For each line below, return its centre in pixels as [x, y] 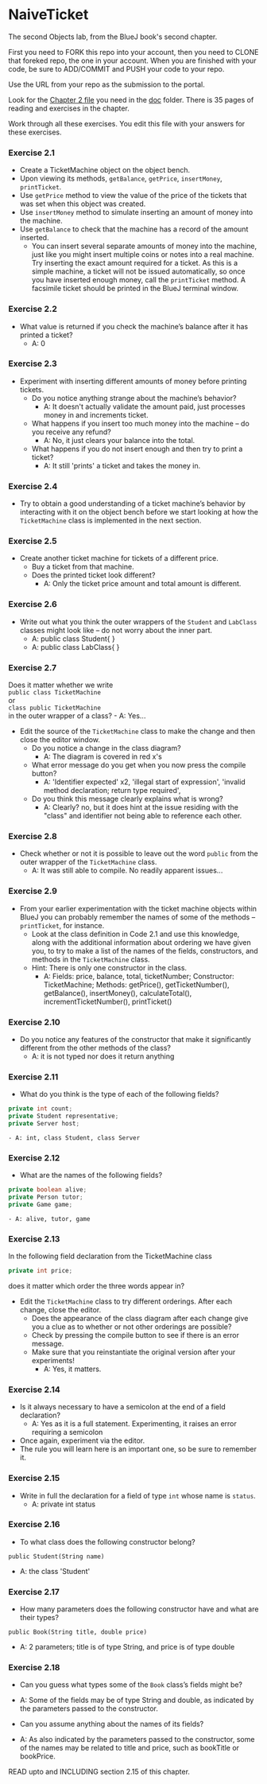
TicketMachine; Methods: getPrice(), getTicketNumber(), [136, 985]
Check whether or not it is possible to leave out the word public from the [139, 853]
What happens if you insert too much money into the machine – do [141, 423]
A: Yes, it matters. [72, 1369]
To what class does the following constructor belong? [108, 1541]
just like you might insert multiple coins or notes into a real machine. [143, 255]
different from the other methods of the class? [95, 1047]
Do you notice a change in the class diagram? [106, 748]
